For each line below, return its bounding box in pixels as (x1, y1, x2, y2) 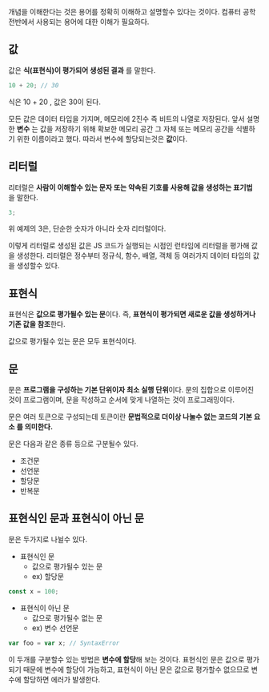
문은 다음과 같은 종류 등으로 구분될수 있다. (8, 439, 139, 449)
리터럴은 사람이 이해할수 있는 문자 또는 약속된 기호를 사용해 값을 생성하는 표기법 (8, 183, 253, 192)
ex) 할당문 (31, 571, 64, 581)
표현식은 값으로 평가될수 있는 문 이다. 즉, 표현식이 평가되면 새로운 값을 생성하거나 (8, 309, 256, 319)
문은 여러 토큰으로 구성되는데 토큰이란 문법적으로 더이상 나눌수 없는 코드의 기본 (8, 412, 253, 421)
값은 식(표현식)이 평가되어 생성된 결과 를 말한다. (8, 65, 156, 74)
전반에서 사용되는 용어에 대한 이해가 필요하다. (8, 17, 150, 26)
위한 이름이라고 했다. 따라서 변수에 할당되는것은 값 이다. (16, 134, 188, 143)
